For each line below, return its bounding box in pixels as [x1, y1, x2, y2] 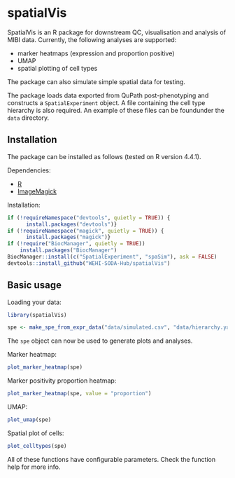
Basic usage [7, 279, 62, 292]
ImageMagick [17, 187, 57, 196]
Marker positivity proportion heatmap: [7, 376, 117, 385]
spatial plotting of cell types [17, 64, 98, 72]
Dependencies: [7, 166, 51, 175]
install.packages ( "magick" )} [25, 233, 111, 241]
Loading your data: [7, 298, 62, 306]
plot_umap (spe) [7, 416, 52, 423]
